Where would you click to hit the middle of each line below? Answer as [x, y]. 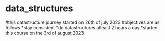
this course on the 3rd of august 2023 [45, 33]
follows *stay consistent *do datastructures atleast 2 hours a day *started [81, 27]
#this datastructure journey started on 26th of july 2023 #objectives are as [82, 22]
